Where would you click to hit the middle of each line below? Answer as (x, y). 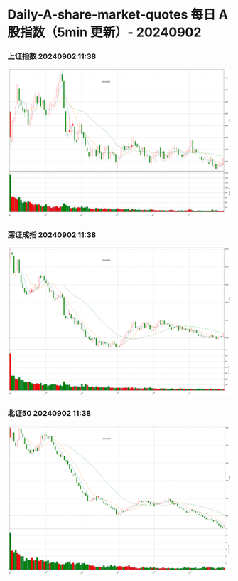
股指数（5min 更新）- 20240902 (104, 32)
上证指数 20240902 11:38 (52, 56)
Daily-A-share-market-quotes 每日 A (118, 15)
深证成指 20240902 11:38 (52, 234)
